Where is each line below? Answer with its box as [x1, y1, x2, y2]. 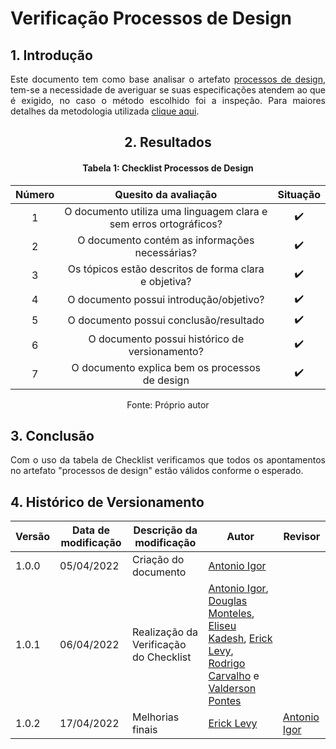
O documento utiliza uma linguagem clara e [64, 204, 268, 218]
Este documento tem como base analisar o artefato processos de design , [10, 73, 326, 85]
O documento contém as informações [77, 233, 255, 247]
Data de [72, 523, 111, 537]
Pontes [208, 694, 242, 708]
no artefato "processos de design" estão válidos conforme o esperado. [10, 465, 304, 477]
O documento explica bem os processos [71, 360, 262, 374]
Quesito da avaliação [114, 187, 218, 201]
